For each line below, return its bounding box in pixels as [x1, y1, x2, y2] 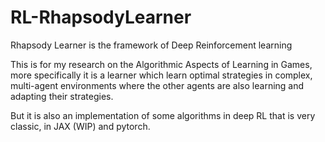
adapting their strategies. [10, 90, 114, 102]
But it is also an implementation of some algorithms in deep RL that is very [10, 109, 316, 121]
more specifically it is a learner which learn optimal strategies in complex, [10, 69, 313, 81]
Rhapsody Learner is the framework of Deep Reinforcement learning [10, 39, 293, 51]
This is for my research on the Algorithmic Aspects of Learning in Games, [10, 58, 313, 70]
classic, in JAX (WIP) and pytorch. [10, 120, 151, 132]
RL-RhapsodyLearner [10, 6, 192, 29]
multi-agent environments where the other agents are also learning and [10, 79, 305, 91]
